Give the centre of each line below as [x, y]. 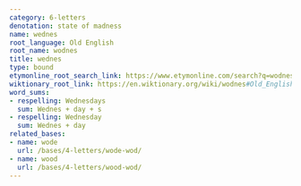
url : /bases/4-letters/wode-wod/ [80, 150]
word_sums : [30, 92]
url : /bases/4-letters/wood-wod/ [80, 167]
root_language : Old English [62, 42]
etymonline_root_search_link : [66, 76]
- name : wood [34, 159]
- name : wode [34, 142]
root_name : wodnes [43, 51]
